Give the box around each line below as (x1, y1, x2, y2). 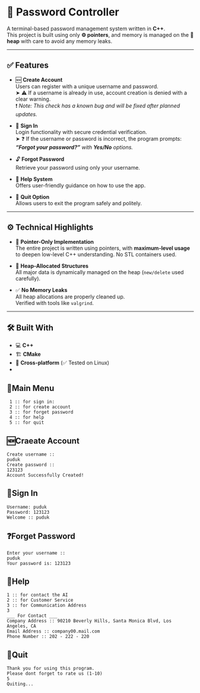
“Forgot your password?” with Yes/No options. (15, 144, 133, 151)
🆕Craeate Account (7, 435, 80, 446)
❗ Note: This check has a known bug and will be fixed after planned (15, 102, 180, 109)
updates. (15, 110, 37, 117)
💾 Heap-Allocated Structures (15, 262, 88, 269)
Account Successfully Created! (7, 472, 84, 478)
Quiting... (7, 681, 34, 687)
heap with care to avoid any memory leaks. (7, 37, 112, 44)
